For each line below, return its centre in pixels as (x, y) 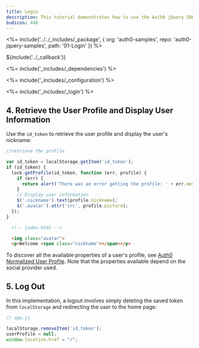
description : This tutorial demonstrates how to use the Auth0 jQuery (95, 17)
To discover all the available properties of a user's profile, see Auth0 (89, 255)
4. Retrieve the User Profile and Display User (90, 110)
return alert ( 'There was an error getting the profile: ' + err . (104, 184)
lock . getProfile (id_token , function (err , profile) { (79, 173)
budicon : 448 (22, 23)
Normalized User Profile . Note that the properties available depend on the (96, 261)
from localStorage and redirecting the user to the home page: (81, 307)
